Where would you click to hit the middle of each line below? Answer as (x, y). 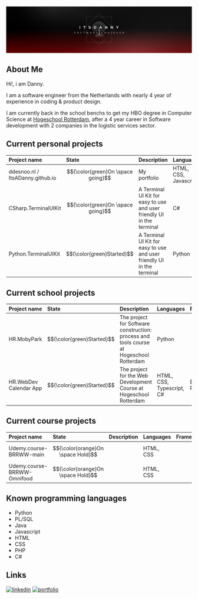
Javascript (27, 531)
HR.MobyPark (25, 339)
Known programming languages (66, 498)
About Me (24, 69)
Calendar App (25, 388)
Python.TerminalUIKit (34, 254)
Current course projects (51, 421)
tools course (135, 342)
